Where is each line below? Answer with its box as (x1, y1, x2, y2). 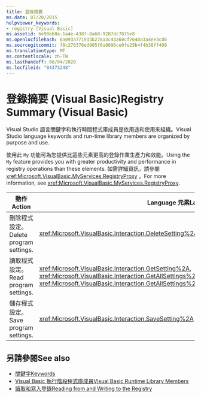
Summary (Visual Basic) (6, 105, 129, 119)
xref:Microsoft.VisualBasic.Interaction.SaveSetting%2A (39, 315, 194, 323)
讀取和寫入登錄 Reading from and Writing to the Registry (14, 385, 153, 393)
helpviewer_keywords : (6, 20, 60, 26)
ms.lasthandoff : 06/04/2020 (6, 59, 77, 65)
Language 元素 (147, 198, 190, 207)
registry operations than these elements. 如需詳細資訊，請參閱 (6, 165, 160, 173)
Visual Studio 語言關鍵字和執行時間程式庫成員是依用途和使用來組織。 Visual (6, 126, 191, 133)
